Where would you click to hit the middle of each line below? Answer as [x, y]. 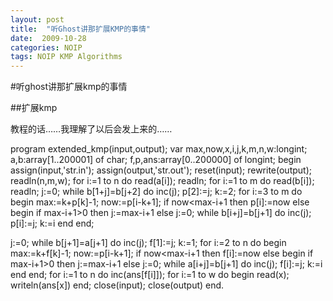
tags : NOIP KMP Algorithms [66, 57]
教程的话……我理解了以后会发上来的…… [91, 129]
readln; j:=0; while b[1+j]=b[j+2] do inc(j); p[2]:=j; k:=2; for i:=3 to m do [156, 192]
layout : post [37, 19]
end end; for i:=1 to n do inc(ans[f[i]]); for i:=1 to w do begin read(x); [150, 275]
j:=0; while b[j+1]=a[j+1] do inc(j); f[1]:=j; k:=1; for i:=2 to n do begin [148, 243]
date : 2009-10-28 [48, 38]
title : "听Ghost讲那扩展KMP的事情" [81, 29]
